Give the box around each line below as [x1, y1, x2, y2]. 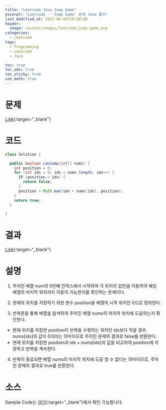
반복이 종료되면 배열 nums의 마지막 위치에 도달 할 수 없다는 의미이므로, [12, 356, 150, 362]
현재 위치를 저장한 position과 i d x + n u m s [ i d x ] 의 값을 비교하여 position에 [12, 339, 154, 346]
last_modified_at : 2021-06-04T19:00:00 [5, 16, 88, 21]
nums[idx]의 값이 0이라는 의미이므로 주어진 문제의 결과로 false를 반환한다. [12, 333, 157, 339]
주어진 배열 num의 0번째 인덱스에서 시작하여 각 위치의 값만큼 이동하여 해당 [12, 283, 157, 289]
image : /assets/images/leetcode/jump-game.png [9, 26, 108, 31]
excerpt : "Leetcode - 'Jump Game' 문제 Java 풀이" [5, 12, 108, 17]
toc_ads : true [5, 67, 35, 72]
